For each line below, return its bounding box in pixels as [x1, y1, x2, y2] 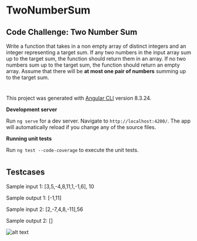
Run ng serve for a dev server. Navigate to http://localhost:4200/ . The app [6, 117, 191, 124]
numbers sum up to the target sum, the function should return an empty [6, 61, 181, 68]
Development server [6, 106, 58, 113]
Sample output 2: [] [6, 217, 53, 224]
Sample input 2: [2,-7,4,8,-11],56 [6, 206, 84, 213]
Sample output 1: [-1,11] [6, 194, 62, 201]
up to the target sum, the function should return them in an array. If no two [6, 55, 186, 62]
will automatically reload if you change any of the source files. [6, 124, 156, 131]
